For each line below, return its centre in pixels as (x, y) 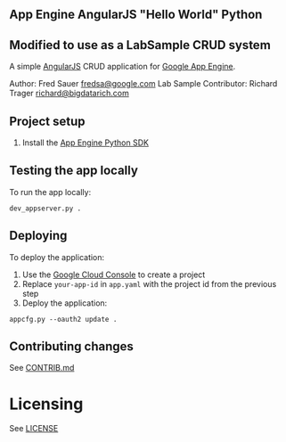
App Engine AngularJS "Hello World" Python (136, 15)
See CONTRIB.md (42, 368)
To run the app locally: (50, 192)
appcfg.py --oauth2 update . (63, 319)
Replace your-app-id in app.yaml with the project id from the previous (149, 283)
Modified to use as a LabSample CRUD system (140, 45)
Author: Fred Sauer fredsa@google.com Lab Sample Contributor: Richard (143, 84)
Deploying (38, 236)
